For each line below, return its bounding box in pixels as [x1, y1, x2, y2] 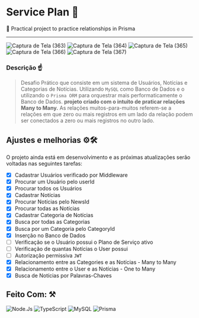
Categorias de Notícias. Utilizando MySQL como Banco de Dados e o [20, 85, 185, 93]
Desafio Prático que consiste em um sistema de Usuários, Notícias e [20, 79, 188, 87]
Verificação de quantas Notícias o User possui [14, 245, 129, 252]
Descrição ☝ [6, 63, 43, 72]
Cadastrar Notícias [14, 192, 61, 199]
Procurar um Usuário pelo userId [14, 178, 95, 186]
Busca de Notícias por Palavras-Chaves [14, 272, 112, 279]
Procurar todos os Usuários [14, 185, 82, 192]
